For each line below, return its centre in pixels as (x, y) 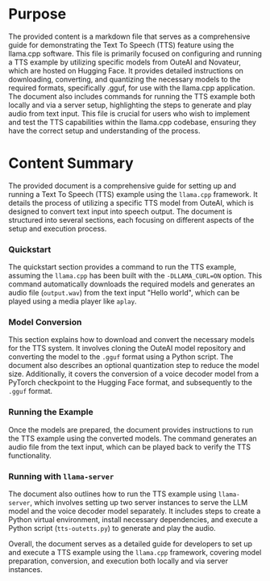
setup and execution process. (58, 228)
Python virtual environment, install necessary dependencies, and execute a (133, 520)
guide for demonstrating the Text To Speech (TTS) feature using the (121, 44)
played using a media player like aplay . (73, 301)
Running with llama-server (61, 476)
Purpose (37, 14)
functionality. (30, 455)
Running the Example (51, 412)
